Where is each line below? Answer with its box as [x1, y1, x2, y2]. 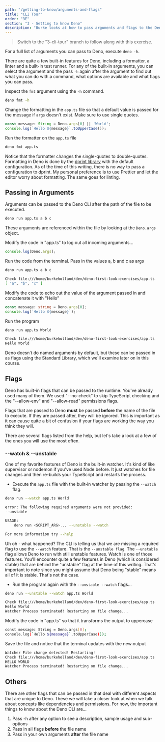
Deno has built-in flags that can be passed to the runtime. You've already [5, 387, 153, 393]
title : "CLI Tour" [5, 12, 43, 17]
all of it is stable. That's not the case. [5, 572, 80, 577]
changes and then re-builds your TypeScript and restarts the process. [5, 472, 146, 478]
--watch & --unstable [5, 450, 57, 457]
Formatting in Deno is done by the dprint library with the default [5, 158, 134, 165]
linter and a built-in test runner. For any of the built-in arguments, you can [5, 63, 154, 69]
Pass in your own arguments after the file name [12, 731, 109, 737]
